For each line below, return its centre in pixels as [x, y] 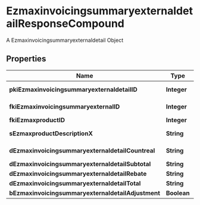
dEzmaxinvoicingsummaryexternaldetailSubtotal [80, 164]
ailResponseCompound [65, 24]
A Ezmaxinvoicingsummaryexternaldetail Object [65, 40]
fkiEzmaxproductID [37, 120]
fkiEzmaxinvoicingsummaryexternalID [65, 107]
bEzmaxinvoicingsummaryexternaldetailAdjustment [85, 193]
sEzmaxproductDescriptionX [51, 133]
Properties [26, 59]
